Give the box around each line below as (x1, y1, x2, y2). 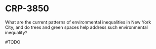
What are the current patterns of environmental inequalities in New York (5, 19, 152, 25)
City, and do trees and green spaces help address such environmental (5, 24, 148, 30)
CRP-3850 (5, 3, 49, 14)
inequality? (5, 29, 28, 35)
